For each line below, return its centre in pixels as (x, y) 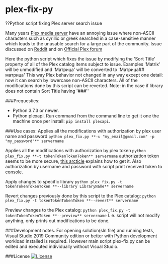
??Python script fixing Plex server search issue (54, 23)
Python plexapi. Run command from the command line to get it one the (86, 116)
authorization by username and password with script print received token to (84, 166)
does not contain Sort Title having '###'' (47, 91)
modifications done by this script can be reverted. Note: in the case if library (84, 85)
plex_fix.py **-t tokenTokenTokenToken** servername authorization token (82, 156)
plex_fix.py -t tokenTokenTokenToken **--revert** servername (72, 201)
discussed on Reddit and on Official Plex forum (54, 49)
